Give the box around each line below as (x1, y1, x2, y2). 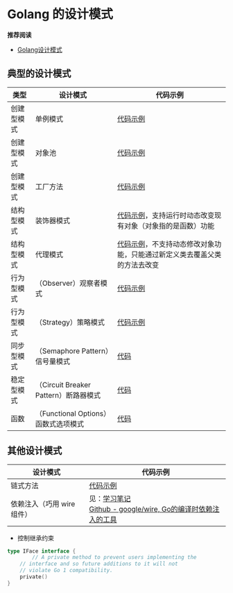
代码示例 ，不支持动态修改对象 (116, 239, 215, 249)
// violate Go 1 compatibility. (19, 567, 113, 574)
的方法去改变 (116, 260, 159, 270)
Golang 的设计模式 (7, 6, 113, 22)
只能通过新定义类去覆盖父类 (130, 250, 222, 259)
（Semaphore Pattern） (35, 346, 110, 355)
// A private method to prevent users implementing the (32, 554, 197, 561)
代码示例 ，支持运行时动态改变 (116, 210, 215, 220)
